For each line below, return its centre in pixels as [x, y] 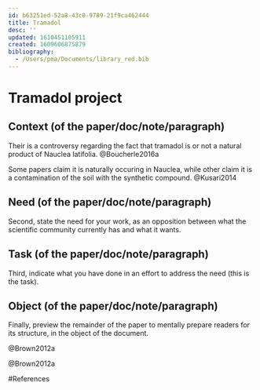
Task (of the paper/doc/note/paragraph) [109, 255]
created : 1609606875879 [47, 45]
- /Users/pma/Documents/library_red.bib [82, 60]
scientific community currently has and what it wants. [95, 229]
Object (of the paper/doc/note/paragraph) [113, 306]
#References [29, 379]
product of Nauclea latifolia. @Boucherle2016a [84, 154]
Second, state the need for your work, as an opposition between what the [127, 221]
